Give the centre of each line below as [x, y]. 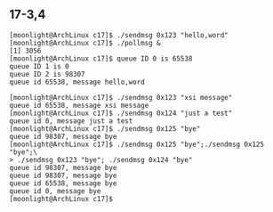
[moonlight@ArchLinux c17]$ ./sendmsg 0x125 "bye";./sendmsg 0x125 [137, 144]
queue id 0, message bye [55, 191]
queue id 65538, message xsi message [79, 105]
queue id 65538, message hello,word [77, 82]
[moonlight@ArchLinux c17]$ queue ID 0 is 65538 [101, 58]
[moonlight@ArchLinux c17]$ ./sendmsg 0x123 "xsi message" [121, 97]
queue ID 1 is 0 [39, 66]
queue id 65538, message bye [63, 183]
